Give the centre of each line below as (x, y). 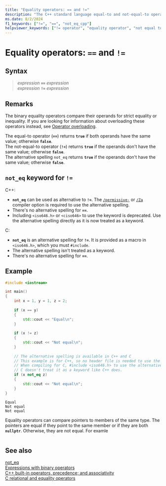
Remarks (19, 104)
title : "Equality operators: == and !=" (47, 10)
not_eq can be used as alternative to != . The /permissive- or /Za (78, 200)
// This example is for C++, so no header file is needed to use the (87, 361)
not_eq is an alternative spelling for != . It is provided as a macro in (79, 240)
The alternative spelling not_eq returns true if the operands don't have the (80, 157)
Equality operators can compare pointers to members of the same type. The (83, 420)
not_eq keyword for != (39, 178)
